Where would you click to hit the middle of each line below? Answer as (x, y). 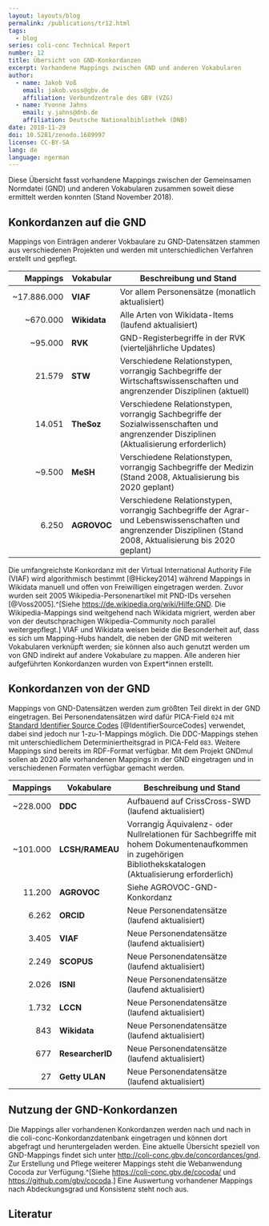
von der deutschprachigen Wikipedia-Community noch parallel (112, 621)
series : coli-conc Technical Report (69, 46)
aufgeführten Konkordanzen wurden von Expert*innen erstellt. (111, 664)
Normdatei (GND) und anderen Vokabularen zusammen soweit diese (121, 188)
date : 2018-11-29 (37, 127)
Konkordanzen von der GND (79, 689)
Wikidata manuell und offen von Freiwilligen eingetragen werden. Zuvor (126, 587)
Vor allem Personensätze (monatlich (188, 292)
